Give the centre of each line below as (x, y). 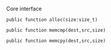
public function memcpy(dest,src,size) (56, 41)
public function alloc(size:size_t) (52, 20)
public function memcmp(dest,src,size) (56, 30)
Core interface (24, 9)
